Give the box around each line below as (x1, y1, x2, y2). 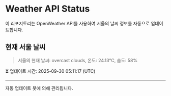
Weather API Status (5, 3, 90, 15)
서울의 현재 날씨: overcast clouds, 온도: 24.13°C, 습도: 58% (17, 57, 138, 63)
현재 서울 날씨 (5, 43, 46, 52)
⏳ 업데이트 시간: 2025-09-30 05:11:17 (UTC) (5, 68, 96, 74)
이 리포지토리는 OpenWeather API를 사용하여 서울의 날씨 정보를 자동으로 (5, 20, 150, 26)
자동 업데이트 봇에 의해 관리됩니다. (5, 85, 73, 91)
